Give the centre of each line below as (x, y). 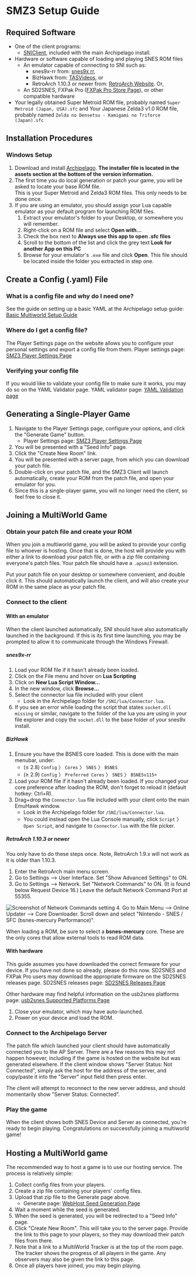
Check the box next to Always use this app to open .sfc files (97, 236)
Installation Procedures (49, 138)
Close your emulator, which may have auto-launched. (79, 1012)
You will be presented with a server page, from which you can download (102, 459)
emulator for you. (35, 484)
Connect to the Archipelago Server (56, 1033)
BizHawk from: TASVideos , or (68, 78)
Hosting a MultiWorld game (57, 1153)
